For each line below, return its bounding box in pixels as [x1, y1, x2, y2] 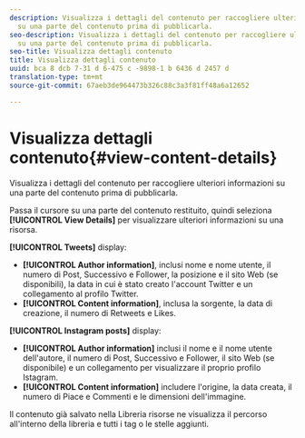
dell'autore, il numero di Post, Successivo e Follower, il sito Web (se [22, 352, 275, 363]
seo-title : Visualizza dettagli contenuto [9, 47, 172, 56]
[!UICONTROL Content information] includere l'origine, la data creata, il [22, 381, 292, 392]
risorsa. [9, 224, 38, 234]
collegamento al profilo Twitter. [22, 288, 139, 299]
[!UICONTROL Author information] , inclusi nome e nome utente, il [22, 259, 271, 270]
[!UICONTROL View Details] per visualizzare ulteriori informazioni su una [9, 214, 284, 225]
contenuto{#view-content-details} [9, 147, 278, 168]
